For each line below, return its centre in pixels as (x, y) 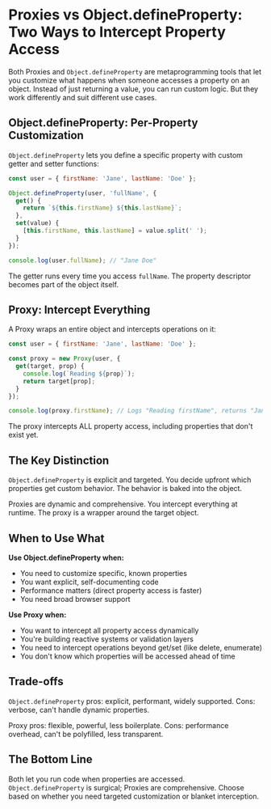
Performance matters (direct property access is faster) (111, 590)
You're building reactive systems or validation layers (106, 639)
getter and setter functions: (54, 163)
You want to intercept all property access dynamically (109, 630)
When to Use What (56, 538)
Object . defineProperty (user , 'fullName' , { (83, 193)
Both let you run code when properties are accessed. (97, 779)
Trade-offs (36, 682)
